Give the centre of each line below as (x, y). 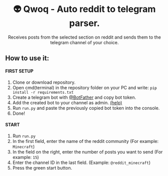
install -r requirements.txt (43, 92)
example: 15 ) (26, 157)
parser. (85, 23)
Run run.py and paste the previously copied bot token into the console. (86, 108)
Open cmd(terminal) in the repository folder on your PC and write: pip (85, 87)
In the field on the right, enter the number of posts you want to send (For (88, 152)
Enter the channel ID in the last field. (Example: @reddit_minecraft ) (81, 162)
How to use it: (27, 58)
